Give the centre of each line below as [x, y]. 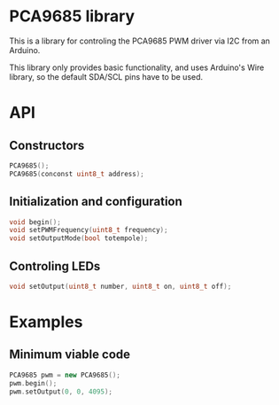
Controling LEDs [55, 266]
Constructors [47, 145]
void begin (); [35, 222]
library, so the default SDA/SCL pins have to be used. [106, 76]
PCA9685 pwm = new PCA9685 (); [65, 375]
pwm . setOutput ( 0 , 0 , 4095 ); [61, 392]
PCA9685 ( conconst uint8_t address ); [77, 174]
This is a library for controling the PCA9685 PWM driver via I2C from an [139, 41]
